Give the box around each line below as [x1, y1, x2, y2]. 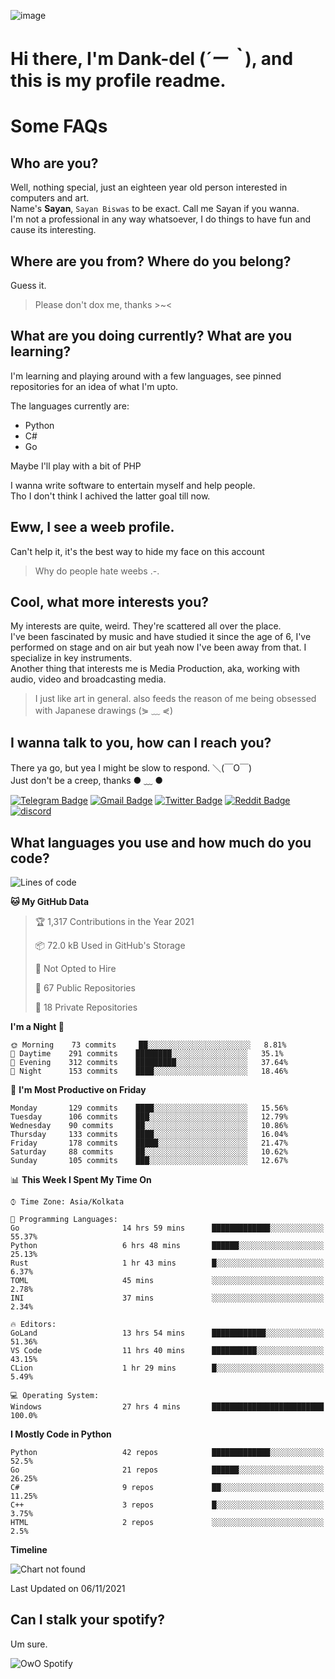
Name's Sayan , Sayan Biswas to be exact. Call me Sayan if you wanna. [10, 203, 300, 215]
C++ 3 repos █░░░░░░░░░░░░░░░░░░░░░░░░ [10, 1500, 325, 1510]
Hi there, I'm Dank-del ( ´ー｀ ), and [10, 48, 294, 70]
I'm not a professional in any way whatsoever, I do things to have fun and [10, 213, 312, 225]
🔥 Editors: [10, 1320, 57, 1330]
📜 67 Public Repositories [34, 982, 136, 994]
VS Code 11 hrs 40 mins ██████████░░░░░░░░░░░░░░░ [10, 1346, 325, 1356]
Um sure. [10, 1638, 48, 1650]
